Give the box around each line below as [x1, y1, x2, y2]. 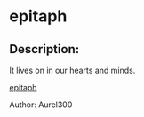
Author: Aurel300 [9, 99, 73, 110]
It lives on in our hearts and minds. [9, 65, 136, 75]
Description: [9, 42, 80, 57]
